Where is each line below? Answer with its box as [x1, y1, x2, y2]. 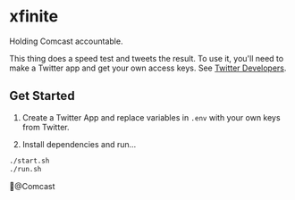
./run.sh [9, 164, 42, 173]
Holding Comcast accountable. [9, 36, 123, 46]
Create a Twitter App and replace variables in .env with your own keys [21, 112, 281, 122]
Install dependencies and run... [21, 138, 137, 149]
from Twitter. [21, 121, 70, 132]
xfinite [9, 6, 59, 27]
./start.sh [9, 156, 50, 165]
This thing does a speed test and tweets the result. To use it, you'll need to [9, 53, 284, 63]
